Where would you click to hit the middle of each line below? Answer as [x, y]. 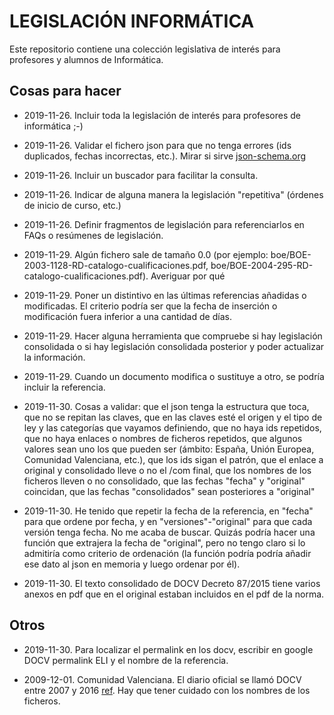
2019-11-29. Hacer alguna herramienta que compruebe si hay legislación [173, 336]
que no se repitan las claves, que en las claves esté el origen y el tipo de [173, 417]
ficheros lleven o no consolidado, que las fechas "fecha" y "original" [164, 481]
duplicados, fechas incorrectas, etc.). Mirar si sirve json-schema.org [164, 156]
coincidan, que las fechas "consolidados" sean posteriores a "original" [169, 491]
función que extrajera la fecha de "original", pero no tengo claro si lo [164, 542]
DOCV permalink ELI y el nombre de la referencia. [126, 660]
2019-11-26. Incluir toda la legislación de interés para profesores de [162, 115]
